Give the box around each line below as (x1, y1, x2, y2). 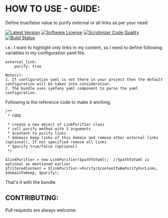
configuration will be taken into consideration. (5, 81, 112, 86)
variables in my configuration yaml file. (5, 50, 86, 56)
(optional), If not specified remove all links (5, 139, 107, 145)
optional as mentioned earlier (5, 161, 71, 166)
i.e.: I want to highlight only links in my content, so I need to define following (5, 44, 162, 50)
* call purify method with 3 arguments (7, 126, 92, 131)
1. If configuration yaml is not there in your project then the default (5, 77, 163, 82)
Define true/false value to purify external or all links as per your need (5, 20, 148, 26)
